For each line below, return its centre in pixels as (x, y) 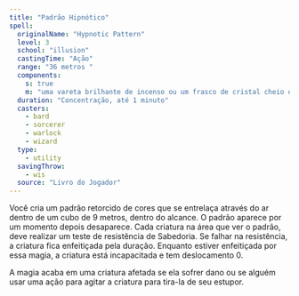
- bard (37, 116)
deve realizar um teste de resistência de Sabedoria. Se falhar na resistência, (149, 236)
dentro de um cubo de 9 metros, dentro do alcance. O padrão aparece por (145, 218)
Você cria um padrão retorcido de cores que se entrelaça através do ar (139, 208)
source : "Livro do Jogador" (69, 183)
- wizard (41, 141)
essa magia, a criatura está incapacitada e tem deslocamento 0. (126, 255)
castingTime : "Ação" (55, 59)
